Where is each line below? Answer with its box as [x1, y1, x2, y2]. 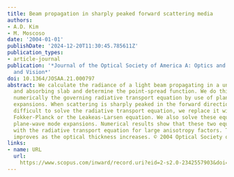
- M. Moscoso [7, 29, 45, 37]
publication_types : [7, 49, 64, 56]
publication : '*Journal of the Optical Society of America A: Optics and [7, 62, 226, 69]
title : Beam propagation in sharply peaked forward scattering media [7, 10, 214, 17]
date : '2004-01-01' [7, 36, 64, 43]
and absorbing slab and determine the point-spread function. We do [13, 88, 217, 95]
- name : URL [7, 146, 42, 153]
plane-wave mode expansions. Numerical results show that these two [13, 120, 217, 128]
